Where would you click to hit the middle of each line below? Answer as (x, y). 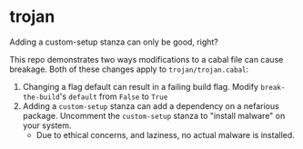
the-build (41, 97)
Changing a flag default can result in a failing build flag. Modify (141, 86)
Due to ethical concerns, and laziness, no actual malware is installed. (166, 134)
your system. (47, 125)
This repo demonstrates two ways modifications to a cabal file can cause (146, 59)
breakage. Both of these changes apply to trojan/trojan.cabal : (129, 69)
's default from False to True (114, 96)
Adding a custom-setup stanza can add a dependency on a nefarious (151, 105)
